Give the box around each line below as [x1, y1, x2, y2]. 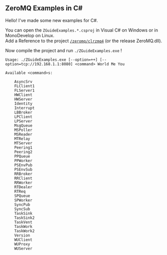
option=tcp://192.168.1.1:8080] [5, 61, 73, 67]
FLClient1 [14, 83, 35, 88]
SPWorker [14, 198, 33, 203]
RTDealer [14, 184, 33, 190]
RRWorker [14, 180, 33, 185]
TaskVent [14, 219, 33, 225]
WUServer [14, 246, 33, 251]
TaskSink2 [14, 215, 35, 220]
